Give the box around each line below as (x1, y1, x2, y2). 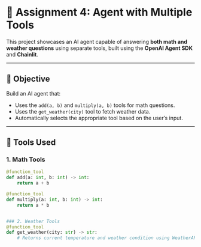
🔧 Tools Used (6, 138, 56, 148)
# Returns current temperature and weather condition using (17, 235, 170, 241)
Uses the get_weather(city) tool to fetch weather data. (14, 108, 151, 115)
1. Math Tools (6, 156, 46, 164)
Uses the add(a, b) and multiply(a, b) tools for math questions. (14, 102, 175, 109)
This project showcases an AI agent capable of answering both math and (6, 38, 187, 45)
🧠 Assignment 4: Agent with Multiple (6, 5, 193, 19)
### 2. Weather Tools (6, 218, 60, 224)
